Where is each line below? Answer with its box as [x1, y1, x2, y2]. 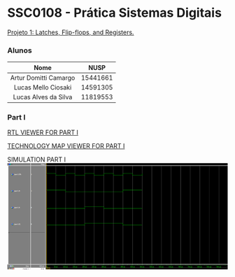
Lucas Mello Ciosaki [13, 83, 72, 92]
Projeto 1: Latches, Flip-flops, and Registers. [7, 28, 134, 36]
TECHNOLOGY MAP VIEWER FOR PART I [7, 142, 125, 150]
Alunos [7, 45, 33, 55]
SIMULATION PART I [7, 155, 66, 164]
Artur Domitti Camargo [10, 73, 76, 82]
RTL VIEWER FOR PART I [7, 128, 79, 137]
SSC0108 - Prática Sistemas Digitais [7, 5, 222, 21]
